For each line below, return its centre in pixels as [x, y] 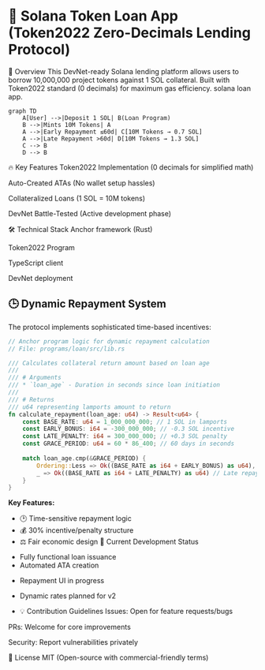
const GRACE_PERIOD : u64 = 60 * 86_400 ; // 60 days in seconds [129, 444]
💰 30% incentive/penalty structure [77, 530]
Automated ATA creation [59, 565]
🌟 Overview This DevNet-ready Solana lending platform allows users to [123, 71]
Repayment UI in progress [62, 581]
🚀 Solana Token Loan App [93, 16]
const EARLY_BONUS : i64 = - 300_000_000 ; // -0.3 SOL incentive [129, 429]
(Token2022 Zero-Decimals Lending [129, 33]
